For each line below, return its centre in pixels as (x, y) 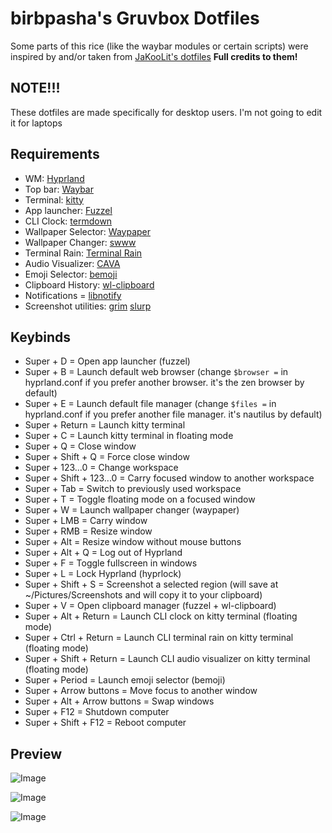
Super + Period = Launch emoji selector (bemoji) (125, 680)
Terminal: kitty (54, 199)
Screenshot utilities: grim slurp (88, 306)
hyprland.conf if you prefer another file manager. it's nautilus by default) (173, 414)
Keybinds (41, 337)
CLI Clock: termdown (68, 221)
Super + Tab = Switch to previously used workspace (133, 489)
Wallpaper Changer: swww (80, 242)
